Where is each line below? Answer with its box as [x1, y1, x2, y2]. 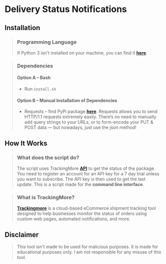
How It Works [4, 139, 48, 147]
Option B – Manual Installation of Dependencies [16, 97, 118, 103]
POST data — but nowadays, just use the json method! [24, 124, 137, 131]
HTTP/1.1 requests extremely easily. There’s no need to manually [24, 114, 157, 120]
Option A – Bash [16, 75, 51, 81]
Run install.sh [24, 86, 56, 92]
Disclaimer [4, 230, 39, 239]
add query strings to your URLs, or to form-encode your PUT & [24, 119, 154, 125]
